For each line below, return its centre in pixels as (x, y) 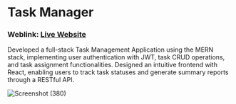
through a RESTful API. (41, 80)
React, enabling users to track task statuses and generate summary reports (118, 72)
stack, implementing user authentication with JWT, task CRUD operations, (116, 57)
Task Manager (51, 12)
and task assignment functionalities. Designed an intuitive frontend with (112, 65)
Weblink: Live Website (47, 35)
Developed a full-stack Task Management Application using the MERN (111, 50)
